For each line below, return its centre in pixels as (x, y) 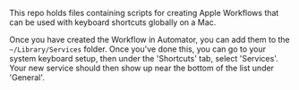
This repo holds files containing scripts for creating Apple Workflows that (144, 13)
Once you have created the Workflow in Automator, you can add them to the (150, 40)
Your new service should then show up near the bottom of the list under (142, 68)
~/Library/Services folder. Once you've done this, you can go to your (138, 49)
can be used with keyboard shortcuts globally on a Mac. (113, 22)
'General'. (27, 78)
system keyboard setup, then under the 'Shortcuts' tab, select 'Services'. (144, 58)
